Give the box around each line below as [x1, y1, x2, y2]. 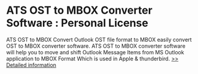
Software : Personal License [6, 16, 148, 30]
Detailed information [6, 61, 57, 69]
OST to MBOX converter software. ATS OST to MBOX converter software [6, 42, 185, 50]
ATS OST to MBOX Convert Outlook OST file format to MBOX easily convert [6, 36, 192, 43]
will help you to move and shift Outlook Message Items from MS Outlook [6, 48, 184, 55]
